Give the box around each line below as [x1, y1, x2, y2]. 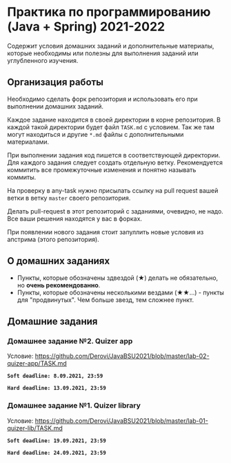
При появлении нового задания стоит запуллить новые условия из [7, 227, 204, 236]
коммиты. [7, 173, 37, 181]
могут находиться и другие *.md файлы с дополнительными [7, 130, 184, 138]
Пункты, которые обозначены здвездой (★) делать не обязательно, [17, 274, 219, 282]
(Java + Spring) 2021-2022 [7, 19, 165, 35]
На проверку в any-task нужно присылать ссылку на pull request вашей [7, 186, 219, 194]
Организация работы [7, 77, 104, 88]
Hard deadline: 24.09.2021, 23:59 [7, 449, 107, 456]
